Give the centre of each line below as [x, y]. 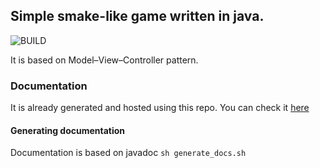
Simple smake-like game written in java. [137, 16]
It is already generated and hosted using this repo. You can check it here [160, 108]
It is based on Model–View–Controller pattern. [104, 60]
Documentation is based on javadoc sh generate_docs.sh [128, 153]
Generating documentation [68, 130]
